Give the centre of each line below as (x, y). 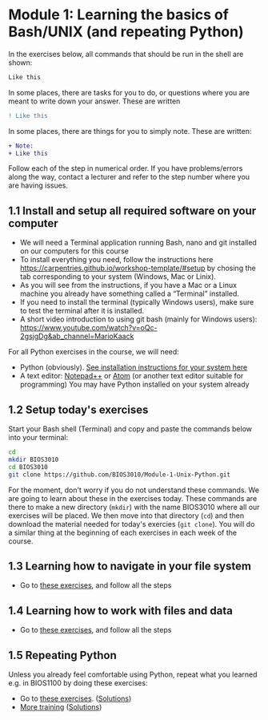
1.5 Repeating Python (63, 655)
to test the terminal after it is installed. (82, 311)
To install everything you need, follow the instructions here (116, 260)
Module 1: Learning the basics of (119, 15)
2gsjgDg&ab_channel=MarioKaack (77, 336)
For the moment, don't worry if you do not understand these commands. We (134, 490)
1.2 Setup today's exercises (78, 409)
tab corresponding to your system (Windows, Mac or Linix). (118, 277)
